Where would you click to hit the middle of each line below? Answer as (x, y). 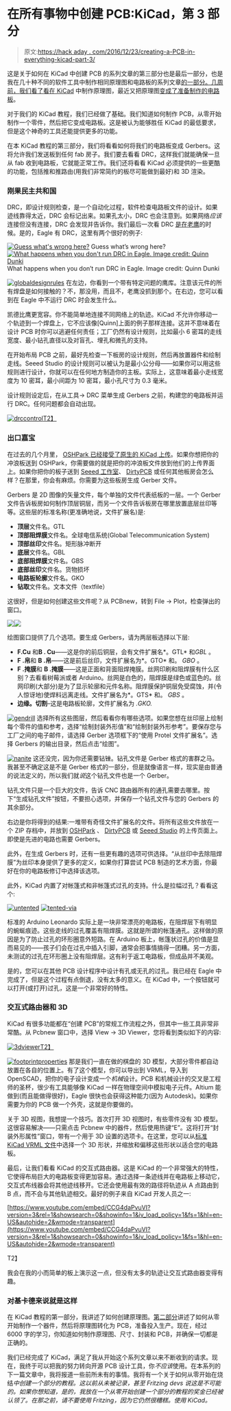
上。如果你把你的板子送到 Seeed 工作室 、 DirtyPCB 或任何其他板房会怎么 (110, 471)
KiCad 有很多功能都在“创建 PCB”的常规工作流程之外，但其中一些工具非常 (110, 1024)
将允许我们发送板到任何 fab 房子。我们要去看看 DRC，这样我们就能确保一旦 (114, 154)
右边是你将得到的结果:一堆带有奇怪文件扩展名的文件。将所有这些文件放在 (110, 822)
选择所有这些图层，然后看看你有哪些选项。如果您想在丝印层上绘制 (130, 718)
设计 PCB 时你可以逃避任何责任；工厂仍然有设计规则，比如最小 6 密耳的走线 (114, 332)
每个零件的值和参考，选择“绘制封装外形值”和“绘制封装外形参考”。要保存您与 (114, 726)
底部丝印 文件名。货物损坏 (53, 569)
